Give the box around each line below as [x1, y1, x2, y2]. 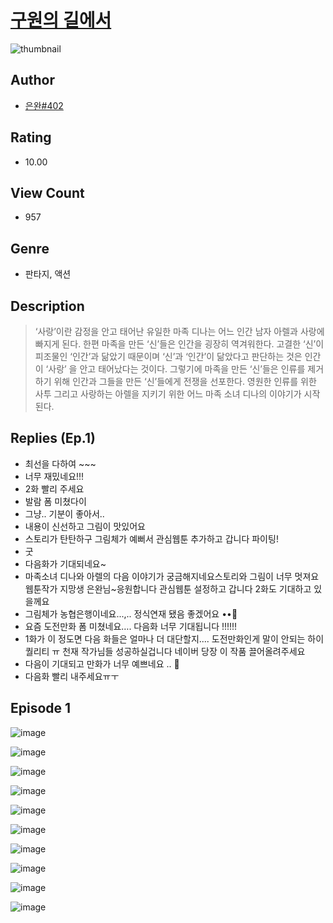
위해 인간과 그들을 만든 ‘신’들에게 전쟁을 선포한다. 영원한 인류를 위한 [53, 376, 317, 387]
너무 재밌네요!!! [24, 470, 85, 482]
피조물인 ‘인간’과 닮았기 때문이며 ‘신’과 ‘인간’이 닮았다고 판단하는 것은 [34, 351, 303, 362]
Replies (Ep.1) [10, 430, 96, 447]
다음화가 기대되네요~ [24, 557, 107, 570]
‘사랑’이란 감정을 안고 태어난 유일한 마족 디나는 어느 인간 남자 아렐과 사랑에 [34, 326, 325, 337]
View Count [10, 184, 85, 201]
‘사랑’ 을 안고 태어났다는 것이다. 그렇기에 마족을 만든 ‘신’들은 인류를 [45, 363, 306, 375]
